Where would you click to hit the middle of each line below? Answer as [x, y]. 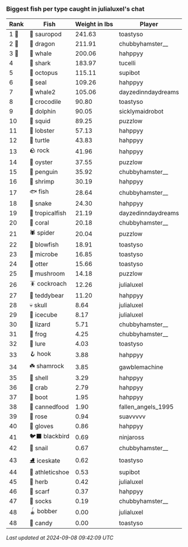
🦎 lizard [40, 324]
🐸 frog [38, 334]
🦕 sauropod [46, 34]
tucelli [127, 63]
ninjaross [132, 437]
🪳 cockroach [48, 284]
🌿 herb [39, 482]
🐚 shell [39, 378]
